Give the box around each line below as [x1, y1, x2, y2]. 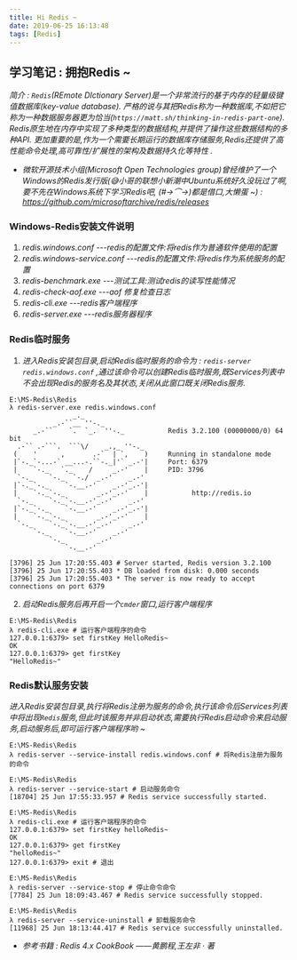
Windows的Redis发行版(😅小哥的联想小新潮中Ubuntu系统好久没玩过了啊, [21, 175, 288, 187]
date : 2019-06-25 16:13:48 [9, 21, 109, 30]
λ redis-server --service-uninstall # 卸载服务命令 [9, 916, 197, 925]
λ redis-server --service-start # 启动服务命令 [9, 785, 180, 794]
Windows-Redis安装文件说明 [9, 220, 135, 233]
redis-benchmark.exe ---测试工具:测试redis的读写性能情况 [21, 276, 235, 286]
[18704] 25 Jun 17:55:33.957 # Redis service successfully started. [9, 793, 268, 802]
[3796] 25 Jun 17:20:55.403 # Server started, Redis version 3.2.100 [9, 558, 272, 567]
